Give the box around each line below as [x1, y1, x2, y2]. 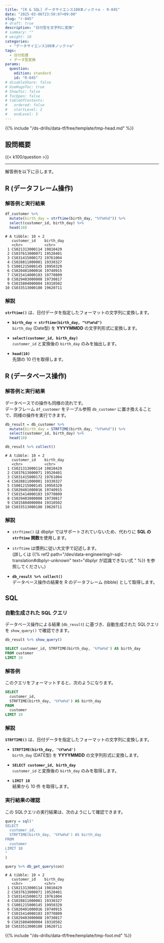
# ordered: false [5, 103, 45, 108]
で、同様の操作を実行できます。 [5, 412, 69, 418]
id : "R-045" [14, 75, 38, 80]
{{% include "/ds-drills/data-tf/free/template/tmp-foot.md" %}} [5, 933, 132, 939]
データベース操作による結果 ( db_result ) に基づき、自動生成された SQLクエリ [5, 622, 159, 628]
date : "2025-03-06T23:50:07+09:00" [5, 12, 78, 17]
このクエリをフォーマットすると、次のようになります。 [5, 679, 116, 685]
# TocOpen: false [5, 93, 41, 98]
